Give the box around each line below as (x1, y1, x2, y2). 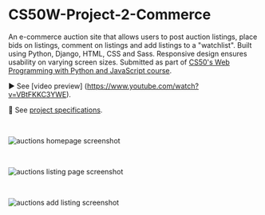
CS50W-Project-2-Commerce (8, 6, 212, 24)
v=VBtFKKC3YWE (8, 89, 67, 99)
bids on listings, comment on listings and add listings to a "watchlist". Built (8, 40, 252, 49)
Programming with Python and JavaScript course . (8, 65, 172, 75)
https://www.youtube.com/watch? (86, 81, 200, 91)
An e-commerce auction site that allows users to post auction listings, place (8, 32, 258, 41)
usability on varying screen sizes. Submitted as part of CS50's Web (8, 57, 230, 67)
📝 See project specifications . (8, 105, 103, 115)
